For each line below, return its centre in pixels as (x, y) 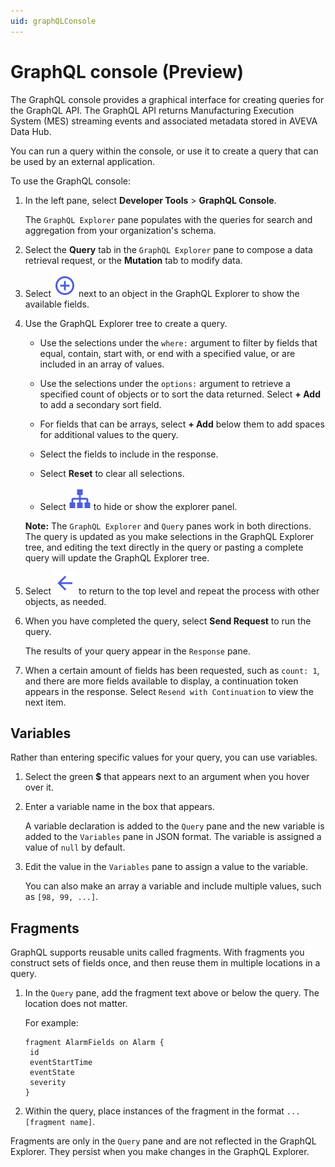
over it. (39, 787)
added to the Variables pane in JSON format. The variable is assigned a (173, 837)
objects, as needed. (65, 601)
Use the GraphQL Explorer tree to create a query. (126, 323)
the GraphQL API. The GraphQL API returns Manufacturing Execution (152, 110)
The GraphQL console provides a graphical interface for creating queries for (167, 99)
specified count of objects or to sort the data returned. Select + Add (180, 394)
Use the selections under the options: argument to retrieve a (165, 383)
